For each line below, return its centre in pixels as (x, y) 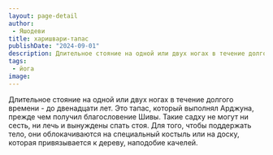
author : (22, 24)
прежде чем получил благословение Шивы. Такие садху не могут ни (129, 116)
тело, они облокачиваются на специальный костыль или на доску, (124, 134)
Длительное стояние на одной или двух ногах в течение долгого (121, 99)
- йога (23, 69)
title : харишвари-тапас (49, 39)
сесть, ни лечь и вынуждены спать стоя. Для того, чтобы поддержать (130, 125)
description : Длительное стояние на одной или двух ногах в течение (127, 54)
